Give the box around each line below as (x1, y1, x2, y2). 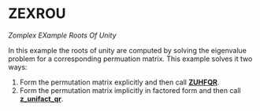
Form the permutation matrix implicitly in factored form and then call (19, 85, 242, 95)
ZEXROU (8, 5, 66, 23)
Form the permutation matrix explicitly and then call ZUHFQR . (19, 77, 220, 87)
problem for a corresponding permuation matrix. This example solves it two (8, 54, 253, 63)
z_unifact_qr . (19, 94, 64, 103)
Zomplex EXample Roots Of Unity (8, 30, 117, 40)
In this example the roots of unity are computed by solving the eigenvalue (8, 45, 247, 55)
